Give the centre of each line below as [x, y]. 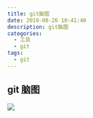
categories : [25, 33]
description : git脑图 [38, 27]
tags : [15, 53]
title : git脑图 [29, 14]
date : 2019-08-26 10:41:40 [47, 20]
